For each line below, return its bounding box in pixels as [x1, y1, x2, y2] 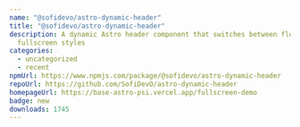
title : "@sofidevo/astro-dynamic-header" [9, 21, 166, 30]
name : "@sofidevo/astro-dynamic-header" [9, 13, 162, 22]
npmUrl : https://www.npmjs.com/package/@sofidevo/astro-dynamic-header [9, 72, 281, 80]
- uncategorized [17, 55, 78, 63]
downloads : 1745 [9, 105, 70, 114]
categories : [9, 47, 54, 55]
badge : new [9, 96, 50, 106]
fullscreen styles [17, 38, 87, 47]
